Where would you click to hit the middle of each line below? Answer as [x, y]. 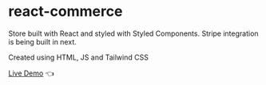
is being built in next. [43, 41]
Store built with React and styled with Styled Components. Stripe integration [133, 33]
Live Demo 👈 [31, 73]
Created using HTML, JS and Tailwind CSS [79, 57]
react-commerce [66, 12]
